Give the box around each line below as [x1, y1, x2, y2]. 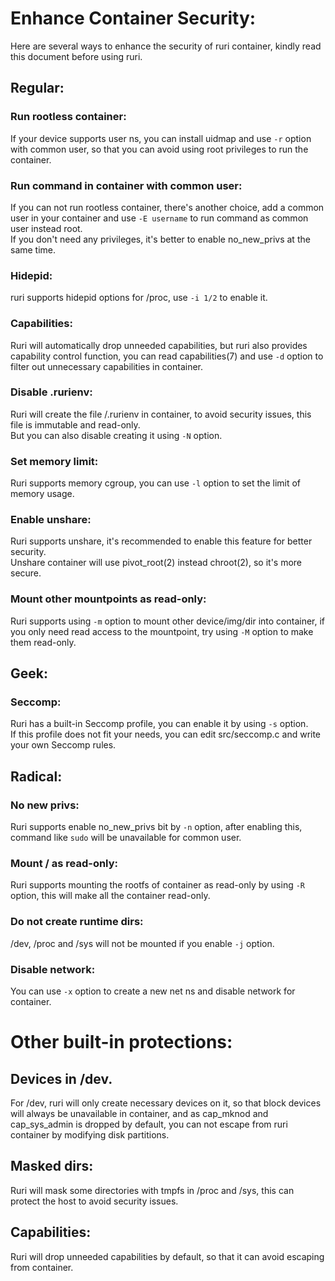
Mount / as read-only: [10, 857, 119, 870]
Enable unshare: [10, 513, 92, 527]
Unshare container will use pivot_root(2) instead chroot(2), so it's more [10, 557, 303, 569]
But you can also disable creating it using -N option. [10, 429, 223, 441]
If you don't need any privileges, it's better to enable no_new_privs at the [10, 233, 311, 245]
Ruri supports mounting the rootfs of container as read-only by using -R [10, 879, 306, 891]
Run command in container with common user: [10, 178, 243, 192]
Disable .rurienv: [10, 385, 93, 399]
